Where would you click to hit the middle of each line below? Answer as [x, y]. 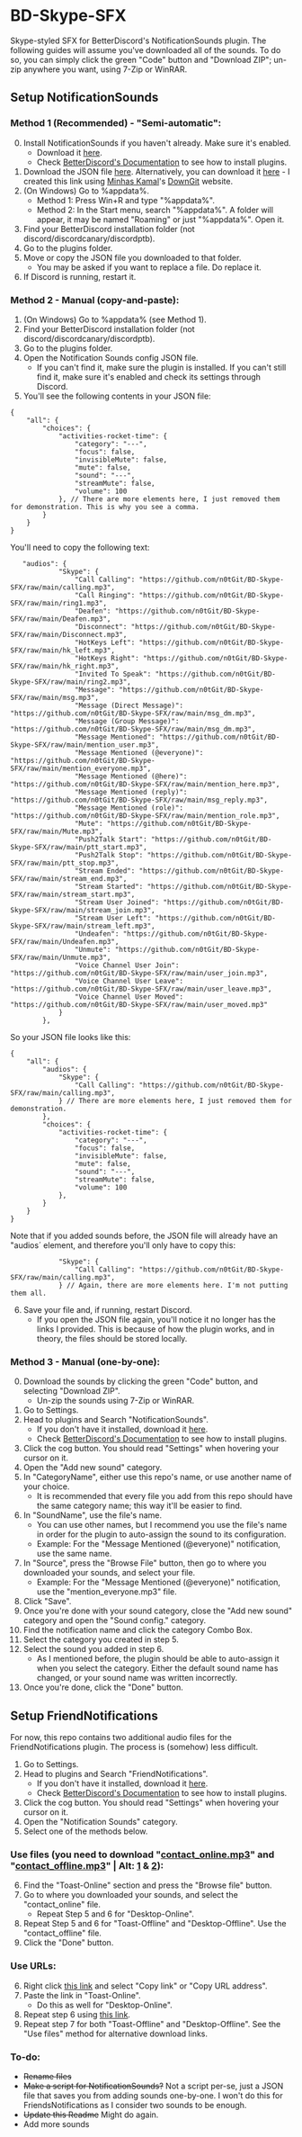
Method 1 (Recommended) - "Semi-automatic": [116, 123]
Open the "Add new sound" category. [93, 1468]
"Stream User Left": [113, 918]
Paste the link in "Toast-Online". [82, 1995]
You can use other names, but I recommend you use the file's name [162, 1525]
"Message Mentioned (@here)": [131, 776]
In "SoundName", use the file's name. [93, 1515]
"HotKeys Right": [107, 658]
